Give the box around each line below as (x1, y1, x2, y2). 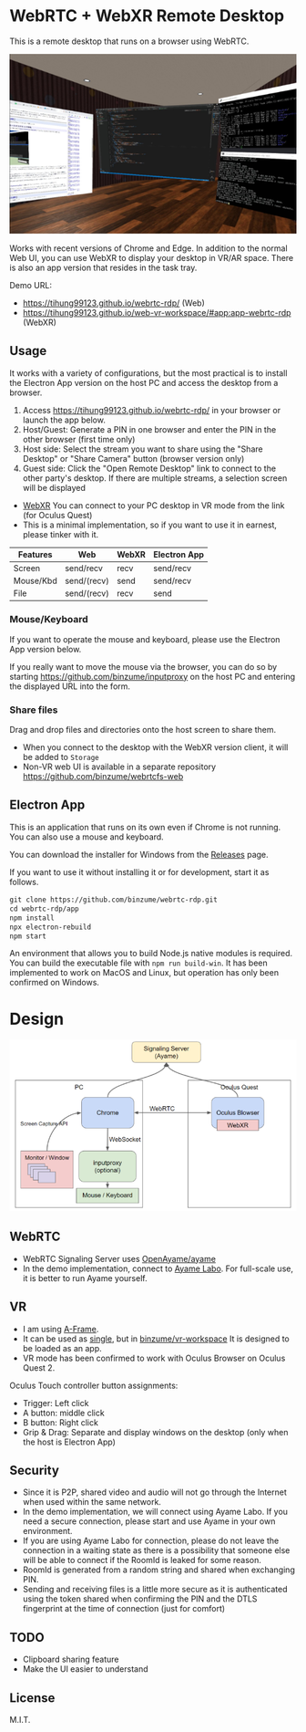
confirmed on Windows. (9, 976, 100, 987)
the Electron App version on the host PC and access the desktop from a (9, 377, 279, 388)
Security (9, 1462, 59, 1478)
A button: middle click (22, 1407, 105, 1418)
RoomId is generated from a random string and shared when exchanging (22, 1564, 296, 1575)
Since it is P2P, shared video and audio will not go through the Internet (22, 1487, 287, 1497)
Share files (9, 704, 58, 716)
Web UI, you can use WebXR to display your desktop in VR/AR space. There (9, 252, 294, 263)
